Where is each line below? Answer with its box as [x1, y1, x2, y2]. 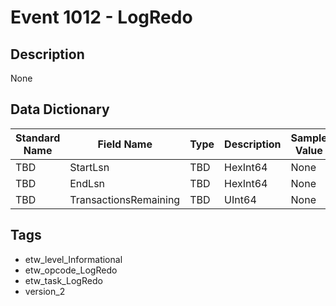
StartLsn [69, 160, 110, 174]
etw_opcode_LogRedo [24, 264, 118, 276]
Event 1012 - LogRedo [10, 6, 193, 29]
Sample [290, 131, 328, 145]
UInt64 [224, 192, 257, 206]
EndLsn [69, 176, 106, 190]
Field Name [97, 137, 153, 151]
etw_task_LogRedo [24, 274, 103, 286]
